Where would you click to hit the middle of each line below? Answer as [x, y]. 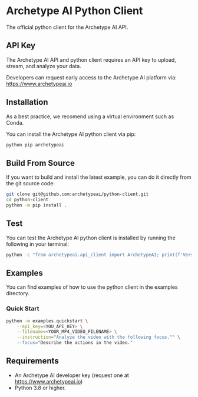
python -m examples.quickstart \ [47, 321]
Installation [27, 102]
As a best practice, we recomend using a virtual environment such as [90, 116]
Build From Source [41, 163]
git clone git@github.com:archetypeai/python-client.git [77, 194]
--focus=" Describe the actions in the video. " [75, 343]
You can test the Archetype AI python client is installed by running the [91, 238]
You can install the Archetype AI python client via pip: [71, 134]
